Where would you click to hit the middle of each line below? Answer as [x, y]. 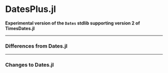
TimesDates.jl [20, 28]
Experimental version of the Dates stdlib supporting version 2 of [72, 23]
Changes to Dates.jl [29, 65]
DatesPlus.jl [31, 9]
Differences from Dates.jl [36, 46]
